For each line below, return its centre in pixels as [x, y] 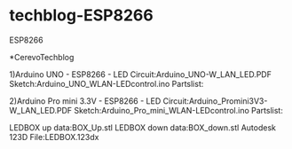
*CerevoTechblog [42, 57]
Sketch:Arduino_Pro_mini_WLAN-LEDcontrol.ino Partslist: [179, 110]
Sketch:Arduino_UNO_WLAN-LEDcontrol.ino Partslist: [107, 83]
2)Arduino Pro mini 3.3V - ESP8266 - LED [85, 101]
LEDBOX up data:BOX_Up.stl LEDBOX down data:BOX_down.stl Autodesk [143, 127]
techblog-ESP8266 [81, 16]
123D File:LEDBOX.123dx [54, 137]
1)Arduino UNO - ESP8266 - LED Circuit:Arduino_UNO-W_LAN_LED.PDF [141, 74]
